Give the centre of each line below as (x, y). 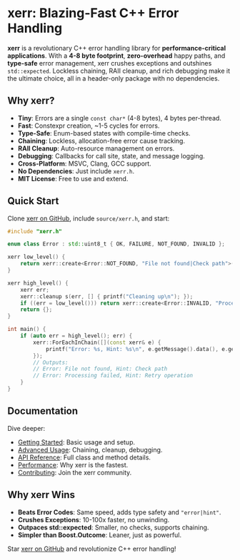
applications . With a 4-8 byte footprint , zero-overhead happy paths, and (116, 56)
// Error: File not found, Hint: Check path (100, 369)
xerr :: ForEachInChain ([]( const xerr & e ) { (97, 342)
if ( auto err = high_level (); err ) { (76, 336)
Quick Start (33, 201)
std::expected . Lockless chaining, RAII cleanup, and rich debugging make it (119, 71)
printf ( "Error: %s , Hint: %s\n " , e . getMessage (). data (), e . (137, 349)
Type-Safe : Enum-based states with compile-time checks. (104, 133)
